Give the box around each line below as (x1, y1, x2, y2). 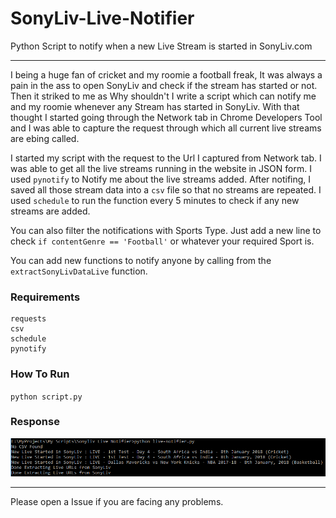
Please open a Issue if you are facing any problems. (10, 496, 224, 508)
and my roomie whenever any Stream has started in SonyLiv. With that (10, 100, 300, 112)
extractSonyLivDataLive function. (10, 265, 148, 277)
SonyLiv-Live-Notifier (10, 7, 195, 30)
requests (10, 314, 47, 324)
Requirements (10, 290, 81, 304)
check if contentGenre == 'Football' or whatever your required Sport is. (10, 235, 315, 247)
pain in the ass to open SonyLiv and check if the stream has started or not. (10, 79, 318, 91)
